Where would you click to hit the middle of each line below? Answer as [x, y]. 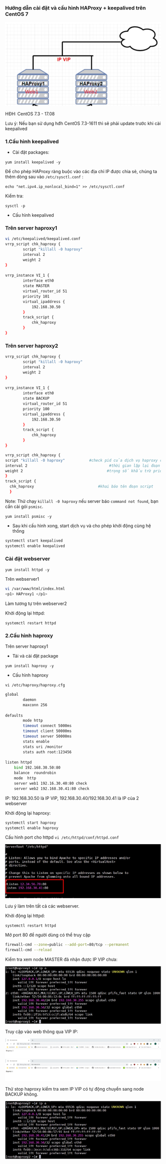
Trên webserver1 [22, 579]
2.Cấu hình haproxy [29, 635]
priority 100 [36, 409]
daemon [30, 700]
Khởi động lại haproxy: [28, 813]
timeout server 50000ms [47, 736]
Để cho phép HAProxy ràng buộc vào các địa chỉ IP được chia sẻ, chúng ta [81, 171]
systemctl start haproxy [31, 823]
